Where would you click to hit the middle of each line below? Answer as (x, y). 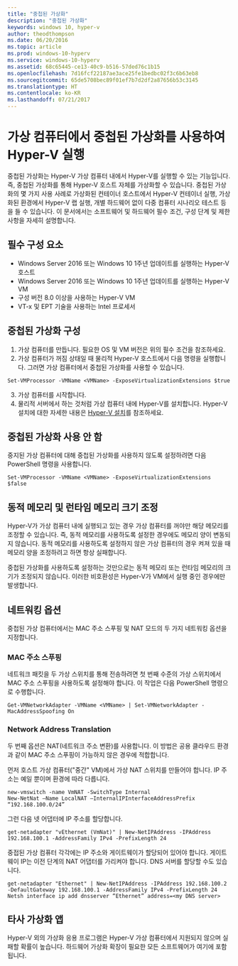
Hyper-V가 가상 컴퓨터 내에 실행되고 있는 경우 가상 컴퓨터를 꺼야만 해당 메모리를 (118, 526)
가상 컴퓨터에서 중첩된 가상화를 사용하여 (117, 137)
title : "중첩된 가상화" (38, 14)
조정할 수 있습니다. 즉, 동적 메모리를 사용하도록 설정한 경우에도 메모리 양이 (109, 535)
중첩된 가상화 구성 (44, 331)
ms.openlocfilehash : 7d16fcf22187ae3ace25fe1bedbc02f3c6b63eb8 (103, 73)
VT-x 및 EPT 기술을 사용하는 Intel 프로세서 (76, 306)
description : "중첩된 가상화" (48, 21)
